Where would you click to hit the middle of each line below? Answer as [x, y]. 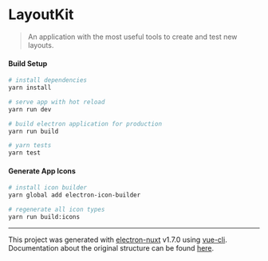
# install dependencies [48, 80]
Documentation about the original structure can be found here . [111, 247]
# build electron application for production [85, 124]
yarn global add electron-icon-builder [75, 195]
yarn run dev [30, 109]
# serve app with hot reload [57, 102]
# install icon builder [48, 188]
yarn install [30, 88]
